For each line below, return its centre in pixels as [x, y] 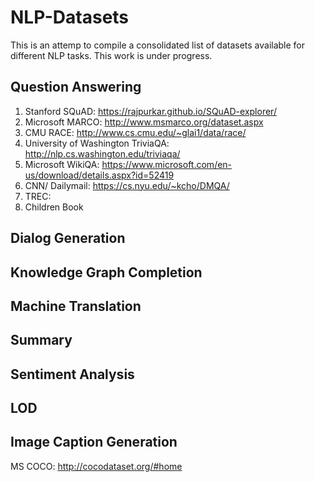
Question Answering [76, 87]
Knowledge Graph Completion [106, 272]
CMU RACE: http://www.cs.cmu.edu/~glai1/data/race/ [135, 132]
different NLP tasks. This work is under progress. [111, 55]
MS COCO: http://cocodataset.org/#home [96, 466]
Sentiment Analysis [72, 374]
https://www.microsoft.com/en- [167, 164]
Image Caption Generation [94, 442]
